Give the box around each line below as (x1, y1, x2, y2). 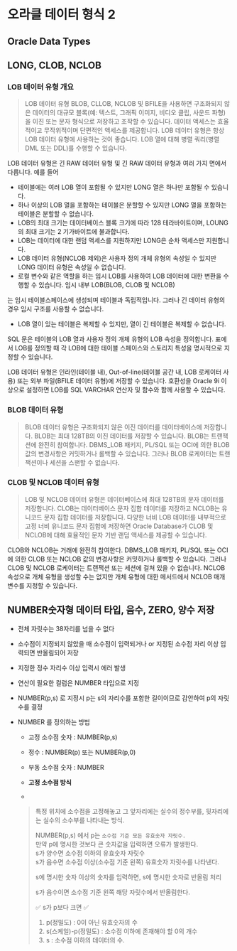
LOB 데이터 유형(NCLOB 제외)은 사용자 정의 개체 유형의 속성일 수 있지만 (17, 254, 216, 263)
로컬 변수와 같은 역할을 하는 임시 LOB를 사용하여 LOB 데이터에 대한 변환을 (17, 272, 222, 281)
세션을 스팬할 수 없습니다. (49, 458, 120, 466)
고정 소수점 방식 (28, 778, 72, 786)
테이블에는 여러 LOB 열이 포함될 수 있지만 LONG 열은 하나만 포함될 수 (17, 183, 210, 192)
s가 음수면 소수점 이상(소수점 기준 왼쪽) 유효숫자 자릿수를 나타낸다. (35, 857, 220, 866)
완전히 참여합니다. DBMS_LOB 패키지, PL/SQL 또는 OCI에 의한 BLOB (38, 440, 231, 448)
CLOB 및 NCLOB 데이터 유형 (7, 478, 99, 488)
